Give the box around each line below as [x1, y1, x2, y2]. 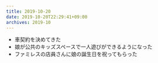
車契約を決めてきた [14, 36, 61, 43]
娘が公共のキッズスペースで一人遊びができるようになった [14, 43, 153, 50]
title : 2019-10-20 [6, 8, 51, 15]
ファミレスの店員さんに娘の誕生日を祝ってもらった [14, 51, 138, 58]
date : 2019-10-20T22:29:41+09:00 [6, 14, 88, 20]
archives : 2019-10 [6, 19, 51, 25]
